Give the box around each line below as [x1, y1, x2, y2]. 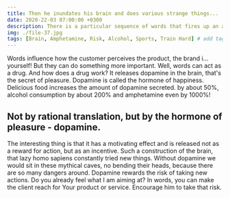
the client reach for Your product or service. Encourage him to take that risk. [7, 183, 222, 191]
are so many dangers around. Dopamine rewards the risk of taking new [7, 169, 207, 177]
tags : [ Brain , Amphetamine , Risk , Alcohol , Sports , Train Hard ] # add [7, 36, 213, 42]
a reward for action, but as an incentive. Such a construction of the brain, [7, 147, 214, 155]
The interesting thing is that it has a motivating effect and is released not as [7, 139, 220, 147]
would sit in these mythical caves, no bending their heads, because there [7, 161, 214, 169]
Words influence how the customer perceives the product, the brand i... [7, 54, 209, 62]
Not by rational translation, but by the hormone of [7, 110, 222, 122]
